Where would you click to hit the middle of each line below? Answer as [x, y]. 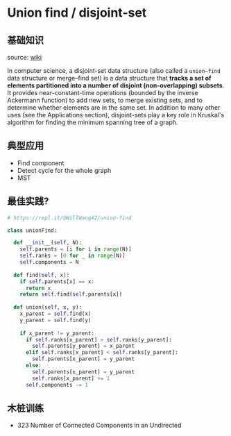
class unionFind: [32, 230]
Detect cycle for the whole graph [64, 170]
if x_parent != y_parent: [57, 333]
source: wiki [25, 57]
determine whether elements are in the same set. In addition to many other [114, 108]
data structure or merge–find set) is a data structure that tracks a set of [109, 78]
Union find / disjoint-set [77, 13]
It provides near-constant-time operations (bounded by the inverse [103, 93]
